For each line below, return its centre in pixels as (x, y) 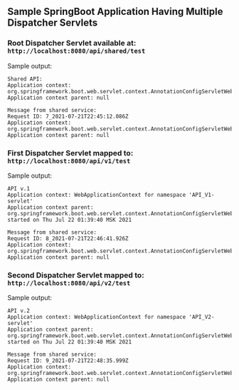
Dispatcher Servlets (53, 23)
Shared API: (25, 79)
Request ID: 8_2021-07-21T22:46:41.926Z (68, 238)
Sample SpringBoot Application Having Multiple (115, 12)
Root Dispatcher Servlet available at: (72, 43)
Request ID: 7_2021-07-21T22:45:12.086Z (68, 116)
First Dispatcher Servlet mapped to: (70, 153)
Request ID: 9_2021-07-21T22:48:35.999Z (68, 361)
